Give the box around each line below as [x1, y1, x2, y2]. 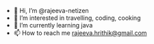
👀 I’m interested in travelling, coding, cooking [13, 14, 141, 22]
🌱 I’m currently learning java [13, 21, 93, 29]
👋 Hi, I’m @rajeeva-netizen [13, 7, 89, 14]
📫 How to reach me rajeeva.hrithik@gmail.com [13, 29, 147, 37]
